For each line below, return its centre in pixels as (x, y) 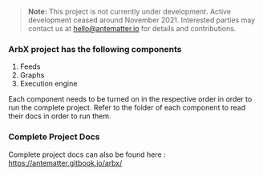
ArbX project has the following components (95, 49)
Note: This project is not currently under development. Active (129, 12)
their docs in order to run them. (60, 116)
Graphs (32, 75)
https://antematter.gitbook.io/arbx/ (65, 162)
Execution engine (49, 84)
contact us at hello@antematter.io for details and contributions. (132, 28)
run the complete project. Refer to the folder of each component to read (127, 108)
